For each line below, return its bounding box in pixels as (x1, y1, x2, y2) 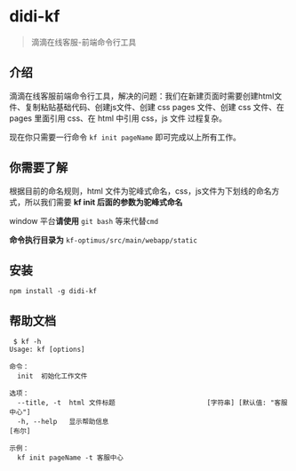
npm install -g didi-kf (9, 287, 98, 296)
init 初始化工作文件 (17, 371, 88, 381)
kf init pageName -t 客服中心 (17, 453, 124, 463)
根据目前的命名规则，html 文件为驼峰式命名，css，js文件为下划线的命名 (9, 185, 273, 196)
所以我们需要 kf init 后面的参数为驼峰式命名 (24, 196, 183, 207)
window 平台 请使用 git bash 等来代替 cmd (9, 215, 158, 226)
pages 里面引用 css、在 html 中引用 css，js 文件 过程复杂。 (9, 113, 228, 124)
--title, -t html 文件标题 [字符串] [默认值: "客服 (17, 398, 288, 408)
